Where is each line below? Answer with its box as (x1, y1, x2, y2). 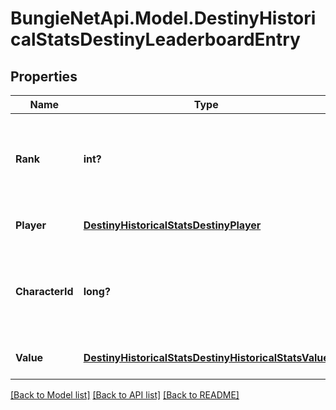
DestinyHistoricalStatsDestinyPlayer (83, 218, 262, 232)
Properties (10, 68, 78, 85)
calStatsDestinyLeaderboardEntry (10, 28, 301, 51)
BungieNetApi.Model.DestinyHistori (10, 7, 317, 30)
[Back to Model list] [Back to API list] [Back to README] (10, 389, 240, 401)
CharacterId (15, 285, 74, 298)
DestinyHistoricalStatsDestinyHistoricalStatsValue (83, 351, 330, 364)
